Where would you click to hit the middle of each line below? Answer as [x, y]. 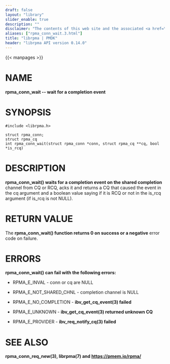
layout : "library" [25, 15]
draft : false [19, 10]
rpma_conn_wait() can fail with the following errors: [61, 273]
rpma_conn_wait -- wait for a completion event [55, 92]
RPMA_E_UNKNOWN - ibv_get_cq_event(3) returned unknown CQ [83, 312]
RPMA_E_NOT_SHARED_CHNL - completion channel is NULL [76, 293]
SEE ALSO [27, 342]
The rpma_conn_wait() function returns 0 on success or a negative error [82, 233]
